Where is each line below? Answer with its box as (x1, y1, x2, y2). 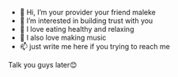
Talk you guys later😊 (8, 60, 78, 69)
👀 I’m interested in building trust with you (19, 16, 153, 25)
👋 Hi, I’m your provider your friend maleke (19, 8, 157, 17)
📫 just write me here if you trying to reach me (19, 42, 170, 51)
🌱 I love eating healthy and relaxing (19, 25, 134, 33)
